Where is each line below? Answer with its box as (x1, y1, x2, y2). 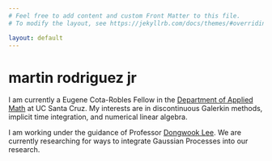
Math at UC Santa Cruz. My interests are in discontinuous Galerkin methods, (8, 104, 263, 114)
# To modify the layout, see (8, 19, 107, 27)
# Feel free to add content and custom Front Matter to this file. (8, 11, 241, 20)
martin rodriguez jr (8, 68, 138, 87)
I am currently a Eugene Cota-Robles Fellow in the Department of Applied (8, 95, 253, 105)
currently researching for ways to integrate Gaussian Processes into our (8, 136, 249, 146)
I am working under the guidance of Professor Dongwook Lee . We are (8, 128, 241, 138)
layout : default (8, 34, 63, 42)
